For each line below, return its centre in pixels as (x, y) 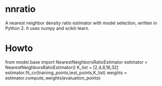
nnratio (20, 9)
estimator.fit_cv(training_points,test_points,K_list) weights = (66, 73)
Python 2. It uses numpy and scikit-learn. (47, 28)
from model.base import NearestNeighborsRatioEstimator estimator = (77, 62)
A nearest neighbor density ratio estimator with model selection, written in (81, 23)
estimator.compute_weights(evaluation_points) (53, 78)
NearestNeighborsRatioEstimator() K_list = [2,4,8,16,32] (62, 67)
